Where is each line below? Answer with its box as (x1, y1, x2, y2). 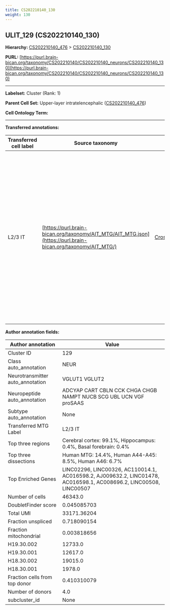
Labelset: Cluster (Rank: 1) (5, 90, 61, 96)
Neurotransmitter (8, 372, 49, 379)
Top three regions (8, 440, 50, 447)
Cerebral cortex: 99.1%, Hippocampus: (62, 437, 156, 444)
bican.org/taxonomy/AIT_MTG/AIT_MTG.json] (42, 231, 150, 238)
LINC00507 (62, 485, 91, 492)
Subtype (8, 408, 28, 415)
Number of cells (8, 493, 46, 501)
